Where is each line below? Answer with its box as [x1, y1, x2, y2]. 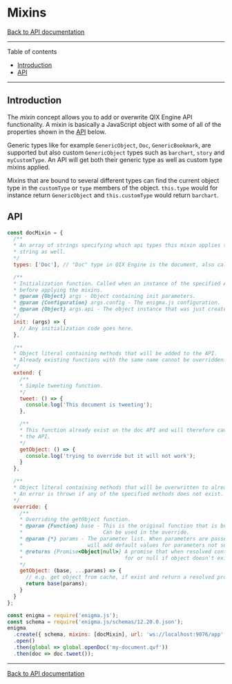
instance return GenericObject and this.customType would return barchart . [7, 191, 219, 199]
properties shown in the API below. [7, 128, 106, 136]
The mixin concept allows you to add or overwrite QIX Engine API [7, 112, 193, 121]
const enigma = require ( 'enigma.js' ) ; [7, 612, 119, 618]
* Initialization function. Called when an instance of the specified [13, 280, 221, 287]
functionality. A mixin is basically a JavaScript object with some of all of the [7, 120, 222, 128]
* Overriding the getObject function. [19, 516, 131, 523]
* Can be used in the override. [19, 529, 190, 536]
